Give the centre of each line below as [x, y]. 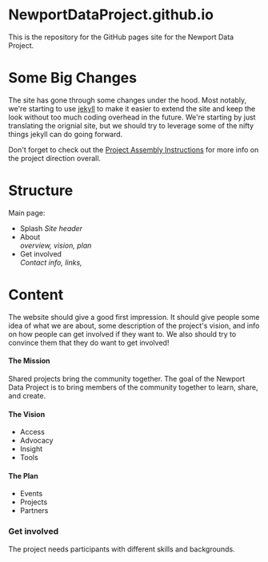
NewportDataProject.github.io [111, 15]
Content [36, 295]
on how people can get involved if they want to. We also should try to [122, 334]
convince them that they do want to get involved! [89, 342]
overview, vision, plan [56, 245]
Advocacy [36, 441]
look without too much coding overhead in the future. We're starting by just [132, 117]
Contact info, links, [51, 262]
